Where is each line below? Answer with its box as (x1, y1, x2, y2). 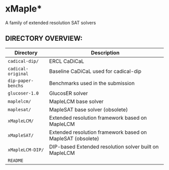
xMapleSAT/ (8, 132, 34, 138)
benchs (8, 82, 24, 89)
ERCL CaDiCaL (49, 57, 84, 64)
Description (91, 49, 120, 56)
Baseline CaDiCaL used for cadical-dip (49, 67, 142, 74)
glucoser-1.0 (8, 90, 39, 96)
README (8, 157, 24, 163)
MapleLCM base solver (49, 98, 104, 105)
